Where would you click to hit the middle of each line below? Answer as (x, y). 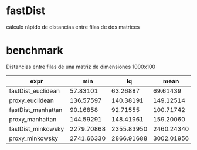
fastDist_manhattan (36, 110)
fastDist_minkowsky (37, 128)
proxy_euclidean (31, 100)
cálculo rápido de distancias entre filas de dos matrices (73, 27)
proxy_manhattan (33, 119)
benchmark (35, 50)
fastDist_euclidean (35, 90)
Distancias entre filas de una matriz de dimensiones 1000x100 (81, 67)
